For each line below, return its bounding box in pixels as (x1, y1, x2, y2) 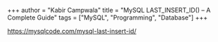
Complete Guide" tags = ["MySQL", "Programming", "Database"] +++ (7, 13, 208, 22)
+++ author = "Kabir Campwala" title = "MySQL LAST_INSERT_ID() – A (7, 6, 211, 14)
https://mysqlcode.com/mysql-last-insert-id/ (7, 27, 137, 35)
